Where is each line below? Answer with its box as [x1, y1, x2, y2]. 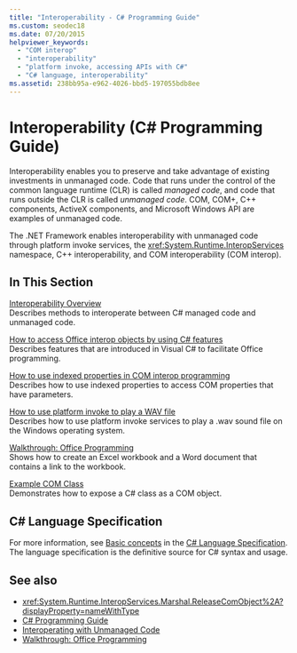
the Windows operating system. [9, 426, 126, 436]
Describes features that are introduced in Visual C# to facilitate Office [9, 344, 263, 354]
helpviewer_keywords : [9, 37, 90, 47]
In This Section [9, 275, 94, 290]
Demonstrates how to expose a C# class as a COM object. [9, 488, 223, 498]
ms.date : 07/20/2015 [9, 29, 86, 38]
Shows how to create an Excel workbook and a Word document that [9, 452, 257, 463]
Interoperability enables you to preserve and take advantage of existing [9, 165, 270, 176]
